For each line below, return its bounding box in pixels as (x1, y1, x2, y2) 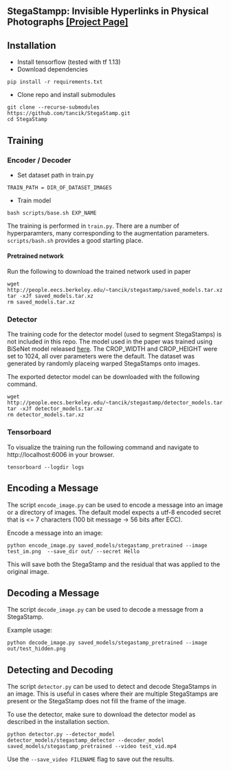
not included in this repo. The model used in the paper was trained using (7, 337, 213, 346)
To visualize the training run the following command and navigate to (7, 443, 199, 451)
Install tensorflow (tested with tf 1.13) (16, 58, 121, 66)
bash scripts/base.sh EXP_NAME (7, 209, 97, 216)
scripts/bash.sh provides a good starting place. (7, 236, 144, 244)
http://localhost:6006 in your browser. (7, 450, 115, 458)
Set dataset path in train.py (16, 171, 94, 179)
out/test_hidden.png (7, 645, 67, 652)
